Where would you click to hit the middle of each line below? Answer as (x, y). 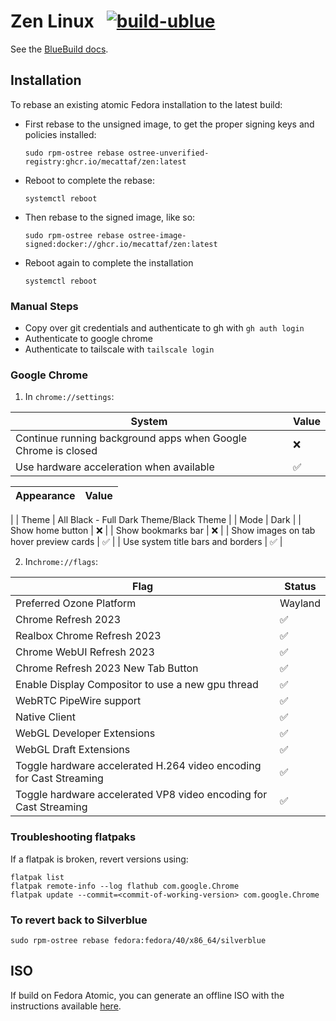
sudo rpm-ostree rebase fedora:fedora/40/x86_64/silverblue (138, 940)
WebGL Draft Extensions (73, 750)
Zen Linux (52, 21)
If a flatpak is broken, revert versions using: (99, 859)
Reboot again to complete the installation (109, 262)
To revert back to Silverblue (79, 920)
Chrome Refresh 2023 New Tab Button (107, 668)
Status (300, 587)
